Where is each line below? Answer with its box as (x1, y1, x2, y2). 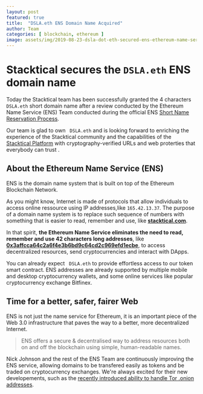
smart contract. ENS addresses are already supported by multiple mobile (6, 266, 187, 273)
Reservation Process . (6, 115, 59, 122)
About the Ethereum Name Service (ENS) (6, 164, 164, 174)
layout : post (6, 8, 39, 15)
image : (6, 37, 23, 43)
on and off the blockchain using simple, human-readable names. (21, 343, 182, 350)
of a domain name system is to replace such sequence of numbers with (6, 210, 184, 218)
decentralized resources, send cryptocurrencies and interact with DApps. (6, 248, 189, 255)
